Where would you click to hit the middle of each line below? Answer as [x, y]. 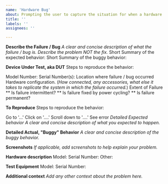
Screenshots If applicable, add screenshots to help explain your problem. [82, 147]
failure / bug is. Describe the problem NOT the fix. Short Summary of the [80, 52]
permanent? [18, 98]
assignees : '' [20, 28]
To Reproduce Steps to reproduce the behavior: [55, 108]
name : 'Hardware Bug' [28, 10]
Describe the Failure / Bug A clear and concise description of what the [79, 47]
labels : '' [17, 24]
